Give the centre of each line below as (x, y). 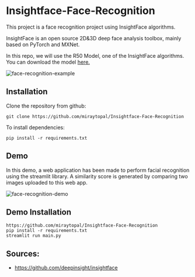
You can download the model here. (48, 62)
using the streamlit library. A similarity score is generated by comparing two (97, 176)
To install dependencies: (36, 127)
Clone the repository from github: (46, 106)
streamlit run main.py (34, 236)
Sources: (23, 253)
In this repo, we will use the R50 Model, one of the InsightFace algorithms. (95, 56)
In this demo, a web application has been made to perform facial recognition (98, 170)
